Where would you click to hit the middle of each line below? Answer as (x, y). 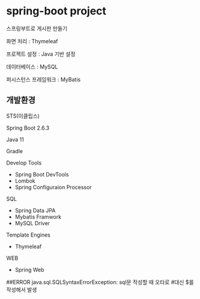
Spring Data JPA (35, 210)
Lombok (25, 181)
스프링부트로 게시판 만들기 (37, 28)
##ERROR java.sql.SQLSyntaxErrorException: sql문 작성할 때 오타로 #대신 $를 (100, 282)
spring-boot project (56, 11)
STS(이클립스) (23, 116)
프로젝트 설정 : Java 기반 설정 (41, 54)
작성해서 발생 (22, 289)
